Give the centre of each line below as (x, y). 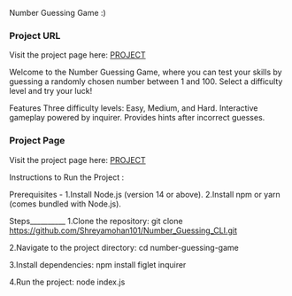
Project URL (35, 35)
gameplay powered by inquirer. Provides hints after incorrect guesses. (137, 118)
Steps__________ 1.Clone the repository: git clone (96, 221)
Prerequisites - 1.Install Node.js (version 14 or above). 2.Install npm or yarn (145, 194)
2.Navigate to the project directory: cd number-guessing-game (124, 247)
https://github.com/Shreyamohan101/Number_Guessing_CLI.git (123, 230)
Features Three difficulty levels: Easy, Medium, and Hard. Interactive (134, 108)
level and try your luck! (51, 91)
